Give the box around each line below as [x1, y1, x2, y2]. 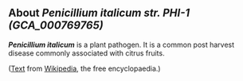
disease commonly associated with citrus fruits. [8, 48, 165, 58]
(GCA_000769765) [8, 19, 104, 33]
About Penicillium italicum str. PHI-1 [8, 6, 190, 20]
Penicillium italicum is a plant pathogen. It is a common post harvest [8, 40, 235, 49]
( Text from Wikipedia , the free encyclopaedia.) [8, 64, 161, 73]
